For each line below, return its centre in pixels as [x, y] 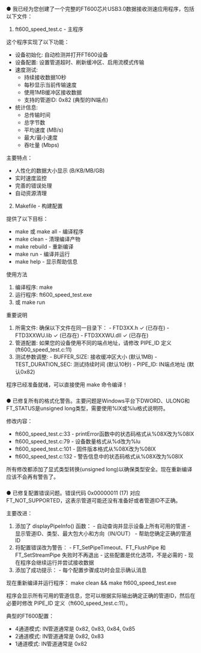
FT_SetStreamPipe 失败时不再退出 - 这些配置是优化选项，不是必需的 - [101, 555]
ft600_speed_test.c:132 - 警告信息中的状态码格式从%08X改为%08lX [99, 456]
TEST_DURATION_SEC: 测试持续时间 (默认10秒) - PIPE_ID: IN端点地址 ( [102, 364]
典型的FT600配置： [30, 616]
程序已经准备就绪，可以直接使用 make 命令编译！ [67, 385]
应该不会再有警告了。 [32, 477]
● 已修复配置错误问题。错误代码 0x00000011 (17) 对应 [73, 493]
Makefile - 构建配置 [39, 206]
